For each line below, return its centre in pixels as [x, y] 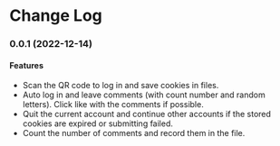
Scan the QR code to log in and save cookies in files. [121, 86]
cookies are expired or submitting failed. [98, 123]
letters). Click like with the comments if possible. [113, 105]
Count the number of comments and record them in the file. [134, 133]
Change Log [56, 16]
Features [26, 65]
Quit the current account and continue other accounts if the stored [147, 114]
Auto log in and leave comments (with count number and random [144, 95]
